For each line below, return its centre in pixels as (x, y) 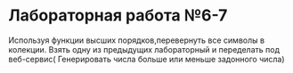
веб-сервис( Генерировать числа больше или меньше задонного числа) (147, 59)
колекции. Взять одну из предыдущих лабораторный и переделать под (144, 49)
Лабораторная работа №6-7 (118, 16)
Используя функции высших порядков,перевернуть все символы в (136, 40)
